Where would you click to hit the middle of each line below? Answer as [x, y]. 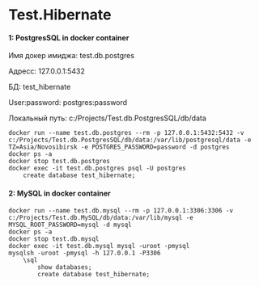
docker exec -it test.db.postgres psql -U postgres [97, 168]
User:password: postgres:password [68, 103]
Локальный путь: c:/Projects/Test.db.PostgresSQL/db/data [107, 118]
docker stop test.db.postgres [59, 162]
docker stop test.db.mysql [54, 239]
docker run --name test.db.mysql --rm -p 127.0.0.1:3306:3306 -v [121, 210]
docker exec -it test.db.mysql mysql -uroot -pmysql [99, 246]
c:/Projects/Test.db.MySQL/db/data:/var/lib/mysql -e [101, 217]
